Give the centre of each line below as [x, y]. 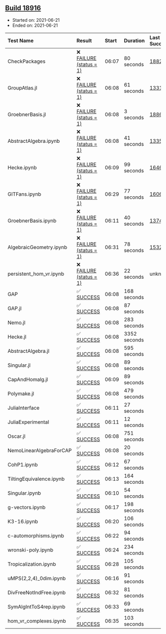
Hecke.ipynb [22, 168]
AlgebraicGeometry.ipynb [38, 247]
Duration [134, 41]
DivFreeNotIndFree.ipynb [37, 592]
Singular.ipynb [24, 493]
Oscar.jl [17, 436]
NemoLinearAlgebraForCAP [40, 450]
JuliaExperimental [28, 422]
